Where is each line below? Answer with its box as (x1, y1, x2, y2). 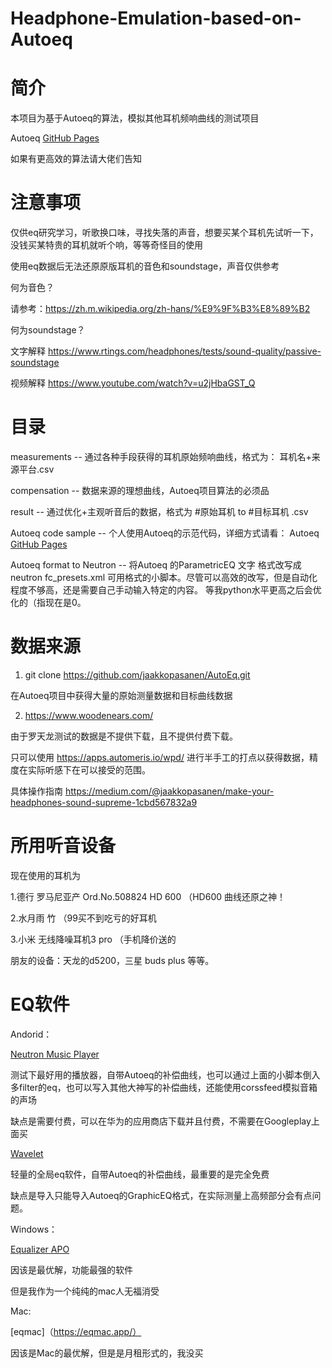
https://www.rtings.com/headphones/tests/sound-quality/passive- (47, 345, 322, 357)
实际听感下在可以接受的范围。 (27, 763, 151, 776)
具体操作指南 (10, 785, 63, 797)
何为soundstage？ (10, 324, 86, 336)
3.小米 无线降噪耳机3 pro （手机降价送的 (10, 933, 177, 945)
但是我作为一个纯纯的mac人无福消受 (10, 1285, 160, 1297)
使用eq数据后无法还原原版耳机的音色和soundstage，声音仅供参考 (10, 260, 280, 272)
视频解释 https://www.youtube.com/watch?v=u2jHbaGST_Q (10, 377, 256, 389)
